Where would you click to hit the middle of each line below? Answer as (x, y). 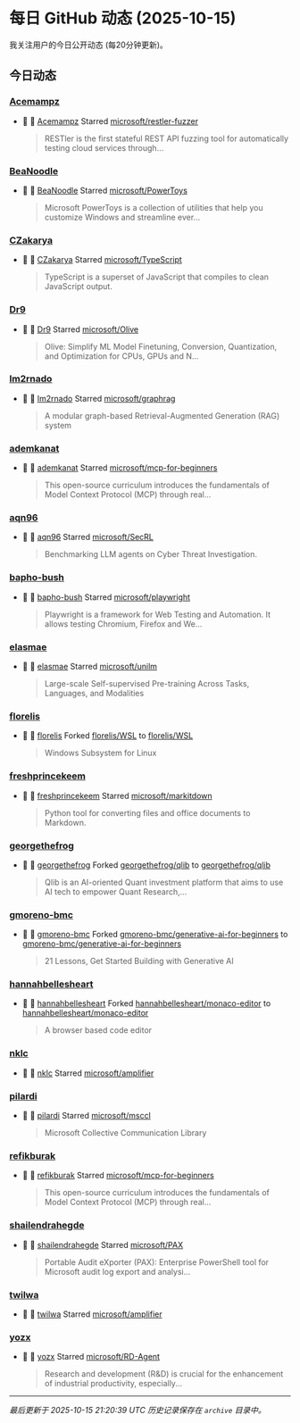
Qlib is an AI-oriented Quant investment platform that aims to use (164, 882)
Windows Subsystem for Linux (100, 753)
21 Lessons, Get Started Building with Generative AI (139, 961)
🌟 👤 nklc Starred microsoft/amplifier (88, 1073)
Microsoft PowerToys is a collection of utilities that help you (154, 207)
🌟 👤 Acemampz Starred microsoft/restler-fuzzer (110, 121)
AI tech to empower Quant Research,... (116, 891)
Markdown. (65, 822)
